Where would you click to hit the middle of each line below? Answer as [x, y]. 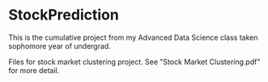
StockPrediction [64, 15]
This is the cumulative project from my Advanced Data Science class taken [133, 37]
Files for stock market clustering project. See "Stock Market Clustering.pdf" [134, 62]
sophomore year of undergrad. [60, 45]
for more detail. [34, 70]
